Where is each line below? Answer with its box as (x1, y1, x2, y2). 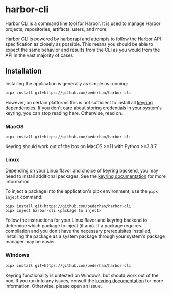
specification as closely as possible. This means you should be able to (5, 41, 153, 47)
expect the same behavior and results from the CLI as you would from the (5, 46, 160, 53)
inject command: (5, 194, 43, 200)
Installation (5, 67, 42, 76)
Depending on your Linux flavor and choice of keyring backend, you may (5, 167, 158, 174)
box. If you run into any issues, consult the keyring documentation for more (5, 277, 163, 284)
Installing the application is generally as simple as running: (5, 80, 128, 86)
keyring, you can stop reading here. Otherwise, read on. (5, 110, 123, 116)
